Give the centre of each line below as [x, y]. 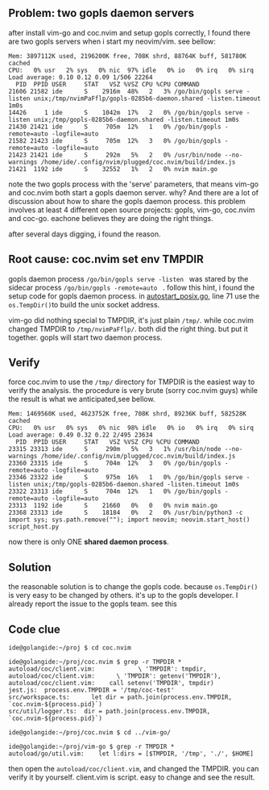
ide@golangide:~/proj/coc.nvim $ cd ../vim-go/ [90, 733]
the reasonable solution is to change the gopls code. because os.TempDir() [133, 587]
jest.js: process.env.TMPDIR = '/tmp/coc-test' [91, 690]
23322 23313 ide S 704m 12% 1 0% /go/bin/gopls [115, 491]
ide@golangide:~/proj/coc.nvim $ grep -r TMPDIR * [95, 662]
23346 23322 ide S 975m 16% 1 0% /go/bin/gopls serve [126, 478]
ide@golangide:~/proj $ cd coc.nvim [70, 648]
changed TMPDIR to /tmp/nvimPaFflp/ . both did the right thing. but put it [128, 328]
